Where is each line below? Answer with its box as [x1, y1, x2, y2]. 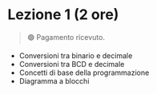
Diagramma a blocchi [18, 76, 90, 85]
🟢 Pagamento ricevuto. [26, 32, 106, 41]
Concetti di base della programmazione [18, 68, 150, 77]
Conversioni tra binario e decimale [18, 50, 133, 61]
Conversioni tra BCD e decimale [18, 59, 125, 69]
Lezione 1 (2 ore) [7, 6, 119, 24]
